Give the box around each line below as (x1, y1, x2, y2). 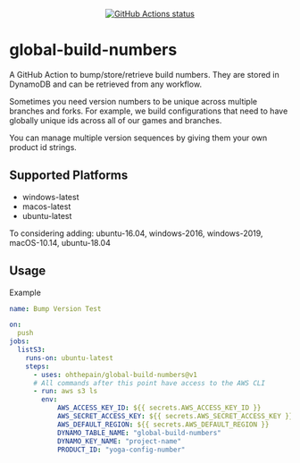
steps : (25, 362, 50, 371)
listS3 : (17, 345, 46, 355)
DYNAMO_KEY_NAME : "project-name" (56, 436, 181, 446)
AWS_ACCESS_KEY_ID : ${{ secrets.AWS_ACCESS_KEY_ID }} (56, 403, 262, 413)
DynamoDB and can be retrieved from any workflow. (9, 79, 203, 89)
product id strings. (9, 141, 78, 152)
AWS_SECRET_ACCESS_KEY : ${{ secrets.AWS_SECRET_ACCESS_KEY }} (56, 412, 294, 421)
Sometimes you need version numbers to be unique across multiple (9, 96, 257, 106)
